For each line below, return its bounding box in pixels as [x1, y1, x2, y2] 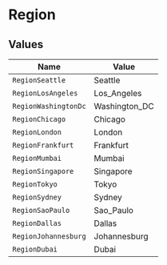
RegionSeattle [12, 76, 66, 85]
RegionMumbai [12, 154, 62, 163]
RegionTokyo [12, 180, 58, 189]
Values [8, 38, 44, 51]
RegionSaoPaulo [12, 206, 70, 215]
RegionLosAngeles [12, 89, 78, 98]
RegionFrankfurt [12, 141, 74, 150]
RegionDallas [12, 219, 62, 227]
